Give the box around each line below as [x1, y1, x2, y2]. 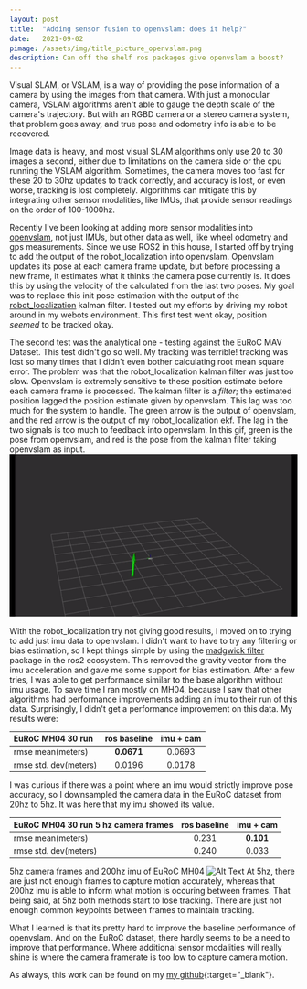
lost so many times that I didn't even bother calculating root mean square [9, 357, 285, 368]
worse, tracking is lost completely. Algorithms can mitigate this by [9, 185, 258, 196]
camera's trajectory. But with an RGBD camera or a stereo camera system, [9, 109, 290, 120]
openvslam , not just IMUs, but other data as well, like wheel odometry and [9, 231, 289, 242]
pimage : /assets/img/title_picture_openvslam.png [9, 44, 203, 53]
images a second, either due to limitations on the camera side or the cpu [9, 156, 282, 167]
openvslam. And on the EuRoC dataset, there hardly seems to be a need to [9, 931, 291, 942]
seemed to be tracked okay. [9, 319, 114, 330]
